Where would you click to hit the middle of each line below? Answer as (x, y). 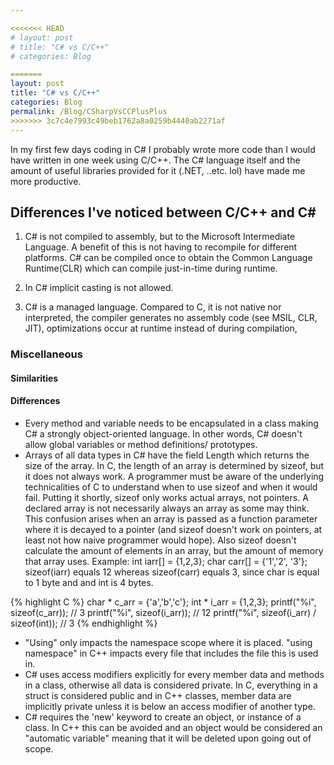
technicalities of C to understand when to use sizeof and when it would (171, 487)
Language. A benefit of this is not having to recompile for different (161, 247)
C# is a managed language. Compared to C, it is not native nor (153, 307)
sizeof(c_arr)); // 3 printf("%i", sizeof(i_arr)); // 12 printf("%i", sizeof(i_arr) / (163, 613)
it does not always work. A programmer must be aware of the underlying (174, 477)
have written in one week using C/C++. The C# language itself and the (155, 160)
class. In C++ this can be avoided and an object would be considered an (173, 728)
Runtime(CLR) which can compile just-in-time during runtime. (151, 268)
